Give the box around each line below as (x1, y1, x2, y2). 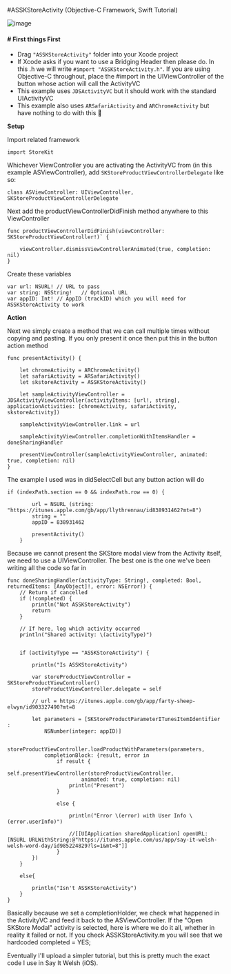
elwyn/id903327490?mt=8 (7, 704, 76, 711)
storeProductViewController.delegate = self (32, 686, 162, 693)
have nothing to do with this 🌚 (17, 109, 102, 117)
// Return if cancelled (19, 589, 88, 596)
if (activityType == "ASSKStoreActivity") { (19, 649, 150, 657)
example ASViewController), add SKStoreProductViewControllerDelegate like (7, 168, 224, 176)
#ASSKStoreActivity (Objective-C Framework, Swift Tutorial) (7, 6, 178, 14)
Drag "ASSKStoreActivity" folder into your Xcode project (17, 50, 179, 59)
